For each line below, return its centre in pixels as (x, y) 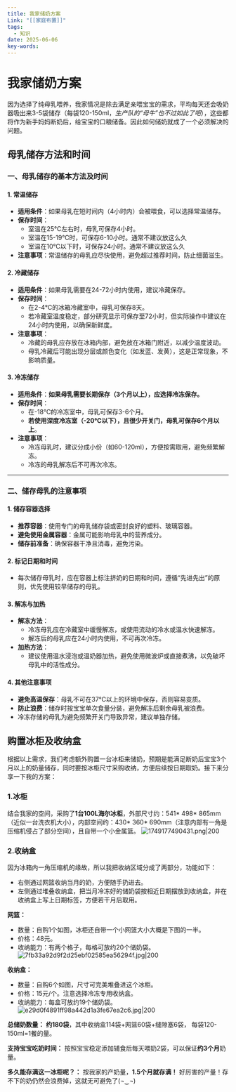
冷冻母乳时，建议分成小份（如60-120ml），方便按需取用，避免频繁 (123, 447)
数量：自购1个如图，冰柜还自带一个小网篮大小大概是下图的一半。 (111, 930)
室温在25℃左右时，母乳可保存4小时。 (83, 229)
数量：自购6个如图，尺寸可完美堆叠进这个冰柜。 (87, 985)
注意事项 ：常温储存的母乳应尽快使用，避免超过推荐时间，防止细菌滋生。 (122, 255)
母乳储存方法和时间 (49, 155)
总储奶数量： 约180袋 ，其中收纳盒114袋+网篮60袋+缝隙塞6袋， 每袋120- (112, 1025)
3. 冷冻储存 (24, 377)
